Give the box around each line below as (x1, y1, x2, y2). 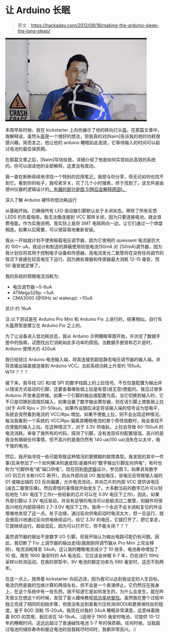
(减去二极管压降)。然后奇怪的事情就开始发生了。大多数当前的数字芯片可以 (5, 485, 158, 491)
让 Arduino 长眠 (5, 5, 70, 16)
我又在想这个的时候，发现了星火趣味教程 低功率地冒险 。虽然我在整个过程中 (9, 595, 164, 601)
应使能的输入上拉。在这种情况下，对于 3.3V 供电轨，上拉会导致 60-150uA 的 (5, 424, 163, 430)
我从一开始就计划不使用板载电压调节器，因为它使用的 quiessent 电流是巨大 (5, 237, 160, 243)
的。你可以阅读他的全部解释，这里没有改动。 (5, 162, 98, 169)
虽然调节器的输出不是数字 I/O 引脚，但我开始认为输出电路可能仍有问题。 (5, 533, 155, 540)
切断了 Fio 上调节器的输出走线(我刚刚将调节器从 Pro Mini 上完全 (18, 540, 150, 546)
